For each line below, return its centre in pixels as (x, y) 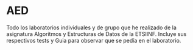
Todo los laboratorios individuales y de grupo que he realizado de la (91, 27)
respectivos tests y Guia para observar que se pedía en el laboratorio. (94, 40)
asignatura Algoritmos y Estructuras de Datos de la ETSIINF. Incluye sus (96, 34)
